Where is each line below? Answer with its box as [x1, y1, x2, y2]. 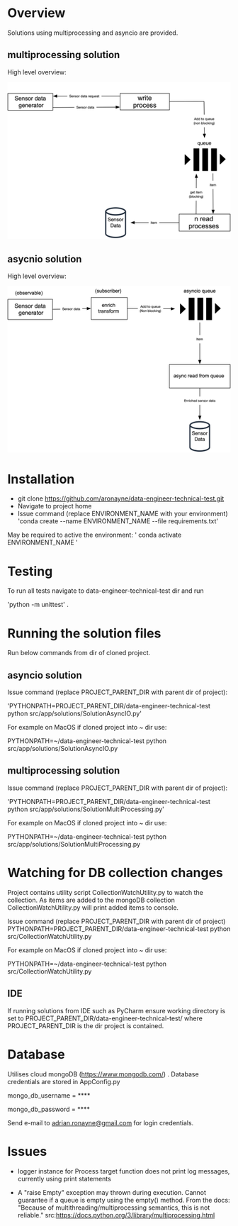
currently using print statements [17, 1174, 111, 1183]
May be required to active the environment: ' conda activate [7, 530, 182, 540]
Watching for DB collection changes [7, 865, 223, 881]
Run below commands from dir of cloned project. [7, 649, 151, 657]
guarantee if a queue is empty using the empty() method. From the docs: [17, 1196, 230, 1204]
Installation [7, 471, 75, 487]
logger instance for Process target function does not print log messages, [17, 1166, 230, 1175]
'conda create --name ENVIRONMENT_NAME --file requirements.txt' [17, 517, 218, 525]
